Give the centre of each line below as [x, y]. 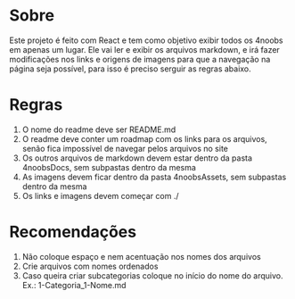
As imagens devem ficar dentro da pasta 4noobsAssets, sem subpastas [154, 177]
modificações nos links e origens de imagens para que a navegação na [140, 59]
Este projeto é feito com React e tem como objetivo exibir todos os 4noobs [146, 40]
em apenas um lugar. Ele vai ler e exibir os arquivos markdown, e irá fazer [145, 49]
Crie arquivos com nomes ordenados [90, 266]
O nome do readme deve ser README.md [99, 129]
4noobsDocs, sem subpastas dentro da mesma [109, 167]
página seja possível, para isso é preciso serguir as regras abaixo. [130, 69]
